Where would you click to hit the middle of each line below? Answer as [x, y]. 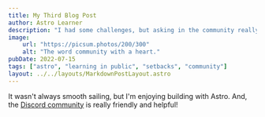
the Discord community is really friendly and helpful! [93, 104]
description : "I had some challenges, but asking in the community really [134, 30]
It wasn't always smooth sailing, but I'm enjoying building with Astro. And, [128, 96]
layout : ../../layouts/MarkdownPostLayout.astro [90, 74]
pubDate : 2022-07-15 [42, 60]
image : [19, 37]
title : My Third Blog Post [52, 15]
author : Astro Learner [45, 23]
